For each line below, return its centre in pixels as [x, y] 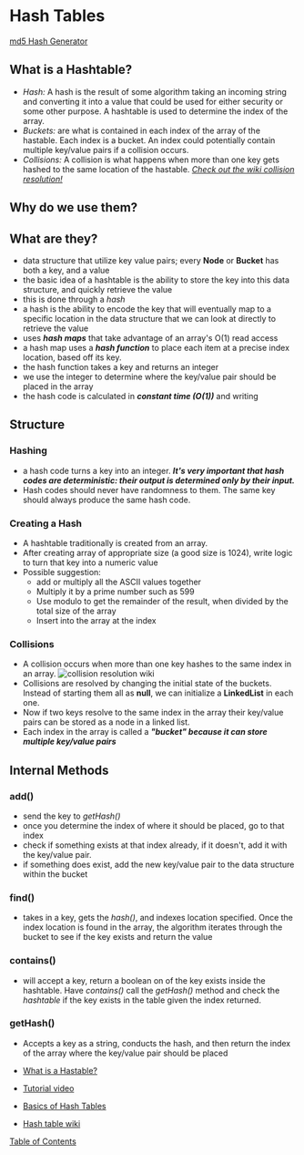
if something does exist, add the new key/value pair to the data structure [158, 864]
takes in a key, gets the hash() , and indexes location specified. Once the [158, 918]
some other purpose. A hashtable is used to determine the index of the [155, 111]
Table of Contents [43, 1141]
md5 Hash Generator [49, 41]
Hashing [29, 450]
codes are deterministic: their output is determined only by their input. [159, 480]
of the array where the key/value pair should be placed [125, 1053]
